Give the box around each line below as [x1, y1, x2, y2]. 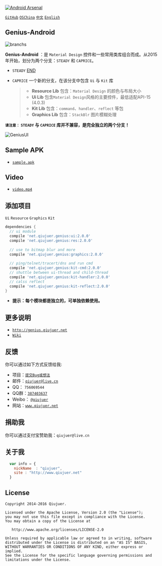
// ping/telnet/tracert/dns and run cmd [9, 261, 93, 266]
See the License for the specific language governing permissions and [5, 553, 152, 558]
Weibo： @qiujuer [12, 396, 48, 402]
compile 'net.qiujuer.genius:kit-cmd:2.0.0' [9, 265, 102, 271]
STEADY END [12, 67, 36, 73]
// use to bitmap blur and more [9, 247, 76, 252]
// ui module [9, 229, 36, 234]
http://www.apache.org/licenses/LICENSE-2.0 [11, 527, 104, 532]
